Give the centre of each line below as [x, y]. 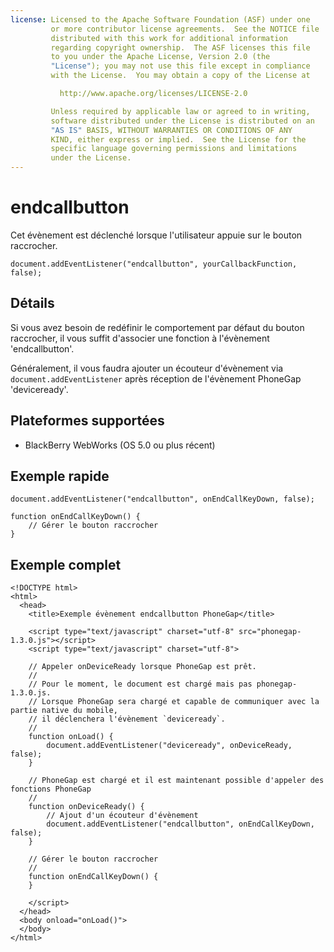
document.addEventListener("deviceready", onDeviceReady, [169, 746]
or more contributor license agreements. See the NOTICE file [185, 29]
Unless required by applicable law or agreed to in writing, [180, 111]
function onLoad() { [71, 737]
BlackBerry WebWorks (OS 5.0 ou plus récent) [120, 445]
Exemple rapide [60, 476]
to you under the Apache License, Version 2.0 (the [160, 57]
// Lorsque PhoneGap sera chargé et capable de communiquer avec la [174, 702]
